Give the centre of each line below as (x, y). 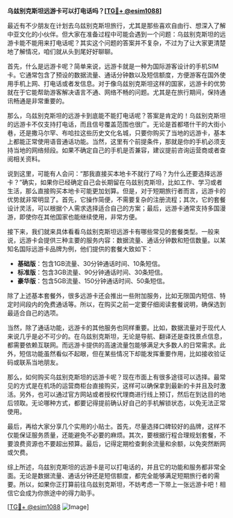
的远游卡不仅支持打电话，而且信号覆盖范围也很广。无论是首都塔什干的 (107, 124)
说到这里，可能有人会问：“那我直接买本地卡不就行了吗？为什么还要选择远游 (115, 173)
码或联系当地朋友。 (35, 362)
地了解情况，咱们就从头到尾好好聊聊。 (62, 52)
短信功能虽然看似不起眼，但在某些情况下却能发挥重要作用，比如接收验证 (122, 354)
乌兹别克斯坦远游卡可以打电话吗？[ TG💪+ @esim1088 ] (85, 11)
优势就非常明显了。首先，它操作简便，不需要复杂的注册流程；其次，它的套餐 (116, 199)
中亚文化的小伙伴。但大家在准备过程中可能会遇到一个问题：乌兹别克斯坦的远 (116, 34)
